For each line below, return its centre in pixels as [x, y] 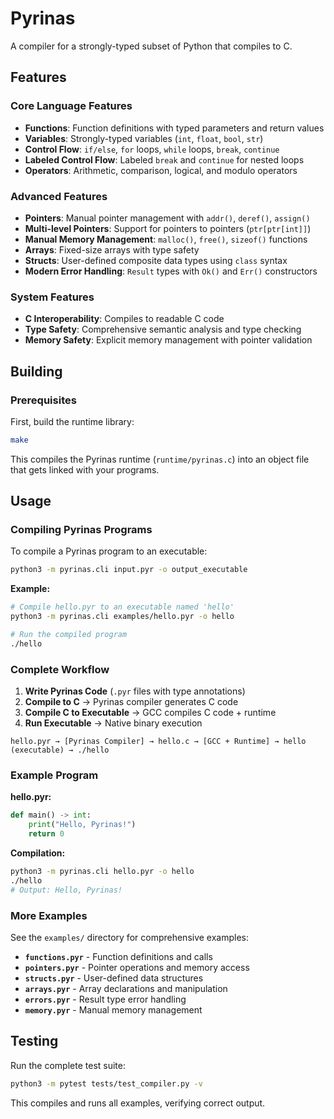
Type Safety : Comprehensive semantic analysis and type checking [163, 329]
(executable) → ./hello [60, 750]
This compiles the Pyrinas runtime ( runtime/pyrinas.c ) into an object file [160, 459]
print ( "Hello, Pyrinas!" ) [82, 825]
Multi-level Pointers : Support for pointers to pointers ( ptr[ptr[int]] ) [168, 228]
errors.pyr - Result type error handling [105, 999]
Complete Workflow [60, 669]
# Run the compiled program [69, 635]
